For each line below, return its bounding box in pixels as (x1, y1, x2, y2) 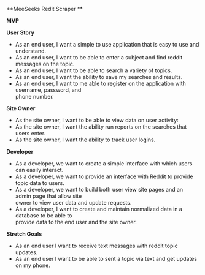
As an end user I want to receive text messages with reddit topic (15, 242, 178, 249)
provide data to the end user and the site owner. (15, 219, 137, 225)
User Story (6, 29, 35, 36)
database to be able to (15, 212, 72, 219)
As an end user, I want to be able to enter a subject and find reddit (15, 54, 183, 61)
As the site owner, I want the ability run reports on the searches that (15, 123, 187, 130)
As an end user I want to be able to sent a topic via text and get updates (15, 255, 198, 262)
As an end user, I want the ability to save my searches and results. (15, 73, 183, 80)
